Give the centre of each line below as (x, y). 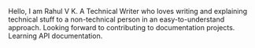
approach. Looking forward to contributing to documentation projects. (122, 27)
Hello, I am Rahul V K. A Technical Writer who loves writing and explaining (128, 11)
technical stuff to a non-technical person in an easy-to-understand (116, 19)
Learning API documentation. (55, 36)
